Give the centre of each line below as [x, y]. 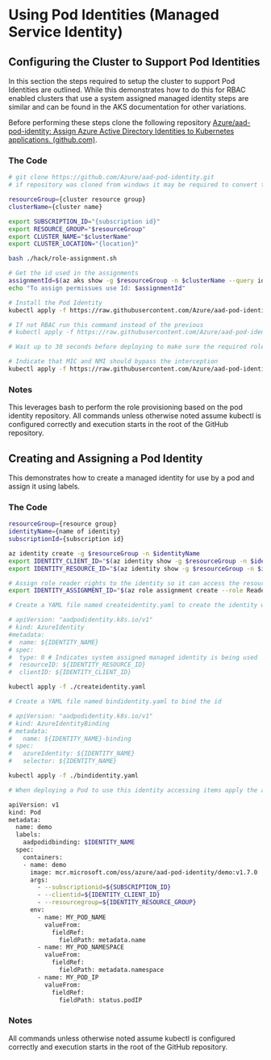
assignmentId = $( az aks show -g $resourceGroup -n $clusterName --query [131, 281]
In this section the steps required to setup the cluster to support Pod [122, 81]
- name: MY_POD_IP [68, 977]
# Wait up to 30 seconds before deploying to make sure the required [128, 347]
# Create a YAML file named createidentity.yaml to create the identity [133, 605]
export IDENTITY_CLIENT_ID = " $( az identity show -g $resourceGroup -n [128, 561]
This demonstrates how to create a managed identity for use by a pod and [131, 478]
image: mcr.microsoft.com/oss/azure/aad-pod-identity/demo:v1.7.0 [144, 872]
